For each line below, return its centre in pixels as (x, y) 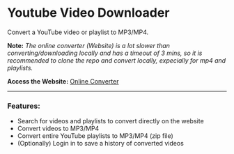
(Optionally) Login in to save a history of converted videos (101, 144)
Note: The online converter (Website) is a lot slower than (89, 45)
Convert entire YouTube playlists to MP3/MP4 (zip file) (95, 136)
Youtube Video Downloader (88, 13)
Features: (24, 106)
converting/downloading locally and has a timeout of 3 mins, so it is (105, 53)
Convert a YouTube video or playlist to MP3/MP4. (78, 32)
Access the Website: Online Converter (63, 81)
